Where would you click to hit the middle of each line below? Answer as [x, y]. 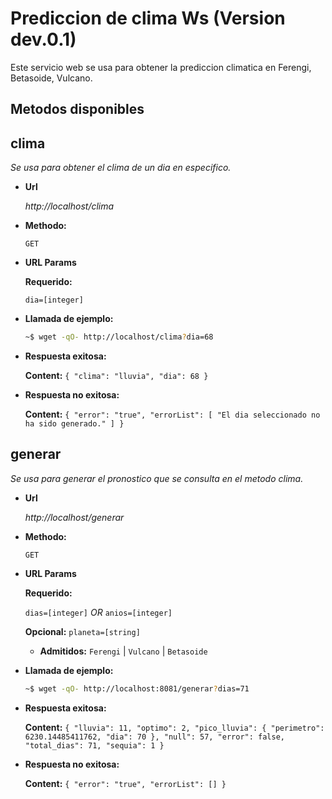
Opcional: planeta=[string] [82, 631]
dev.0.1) [43, 39]
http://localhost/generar [74, 517]
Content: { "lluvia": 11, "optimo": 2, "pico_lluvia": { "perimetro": [174, 727]
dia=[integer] [54, 300]
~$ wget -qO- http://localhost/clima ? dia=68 [119, 337]
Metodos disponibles [77, 109]
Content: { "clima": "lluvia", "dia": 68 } [116, 376]
